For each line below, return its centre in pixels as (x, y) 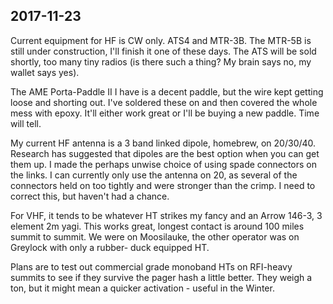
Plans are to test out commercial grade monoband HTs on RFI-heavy (151, 266)
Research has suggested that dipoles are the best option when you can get (165, 153)
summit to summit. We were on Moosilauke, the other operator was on (155, 236)
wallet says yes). (45, 72)
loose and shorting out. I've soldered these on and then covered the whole (164, 102)
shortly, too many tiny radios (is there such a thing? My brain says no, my (161, 61)
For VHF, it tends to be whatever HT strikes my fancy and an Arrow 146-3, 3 (166, 215)
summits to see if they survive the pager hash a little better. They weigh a (161, 277)
